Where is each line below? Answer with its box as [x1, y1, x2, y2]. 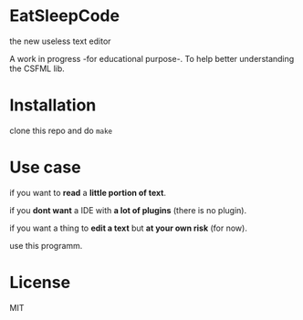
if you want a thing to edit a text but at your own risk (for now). [9, 222, 248, 233]
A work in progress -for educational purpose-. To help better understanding [9, 53, 295, 64]
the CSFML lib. [9, 63, 66, 74]
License [9, 273, 71, 293]
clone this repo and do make [9, 125, 113, 136]
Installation [9, 95, 97, 116]
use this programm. [9, 240, 83, 251]
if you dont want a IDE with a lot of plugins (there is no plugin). [9, 204, 247, 215]
